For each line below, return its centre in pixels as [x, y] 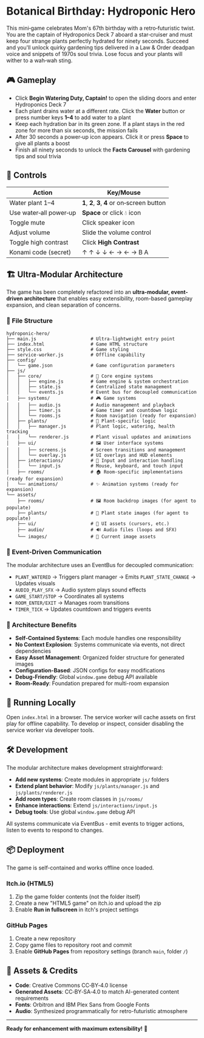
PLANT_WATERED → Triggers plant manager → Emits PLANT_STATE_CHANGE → [105, 577]
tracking [17, 431]
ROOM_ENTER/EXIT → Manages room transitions [72, 602]
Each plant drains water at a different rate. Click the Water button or [100, 111]
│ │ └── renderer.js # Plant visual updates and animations [99, 437]
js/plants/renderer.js [44, 793]
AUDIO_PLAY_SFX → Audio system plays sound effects [81, 590]
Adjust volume [30, 232]
